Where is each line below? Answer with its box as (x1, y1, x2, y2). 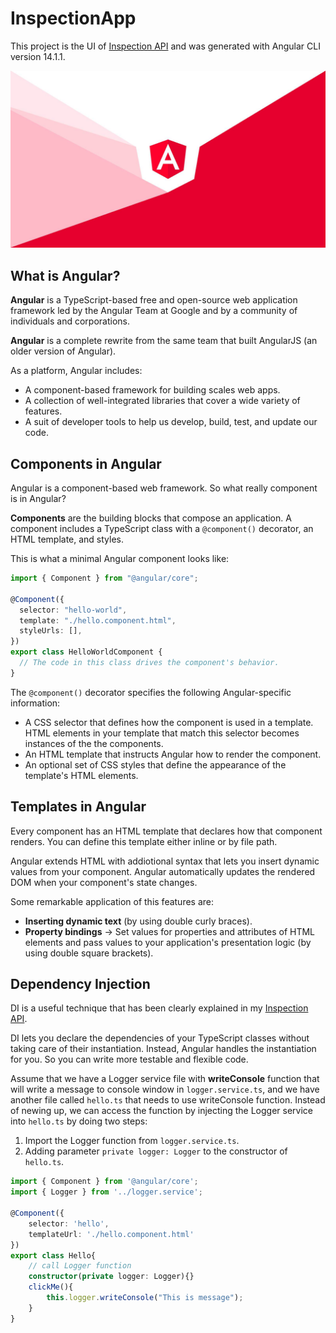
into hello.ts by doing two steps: (10, 1115, 148, 1127)
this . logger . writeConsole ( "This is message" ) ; (46, 1293, 244, 1303)
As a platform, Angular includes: (10, 365, 143, 377)
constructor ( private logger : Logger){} (28, 1272, 195, 1282)
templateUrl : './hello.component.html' (28, 1229, 195, 1239)
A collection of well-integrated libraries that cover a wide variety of (24, 395, 301, 407)
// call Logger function (28, 1261, 132, 1271)
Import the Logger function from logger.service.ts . (24, 1135, 240, 1147)
